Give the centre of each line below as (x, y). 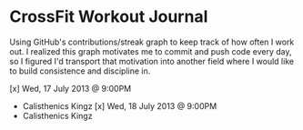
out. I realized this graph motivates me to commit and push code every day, (151, 51)
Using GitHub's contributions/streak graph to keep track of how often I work (152, 42)
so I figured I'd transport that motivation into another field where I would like (151, 61)
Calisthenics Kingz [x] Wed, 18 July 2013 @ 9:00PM (120, 105)
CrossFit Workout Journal (109, 17)
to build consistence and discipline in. (80, 71)
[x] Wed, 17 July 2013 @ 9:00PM (71, 88)
